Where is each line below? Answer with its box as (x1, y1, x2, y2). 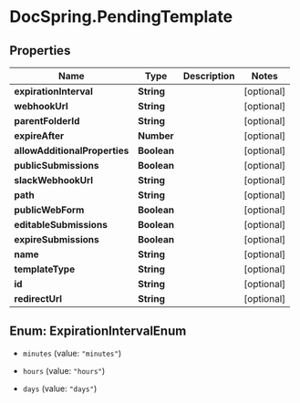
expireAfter (14, 129, 65, 142)
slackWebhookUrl (14, 174, 94, 186)
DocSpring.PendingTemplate (9, 6, 233, 27)
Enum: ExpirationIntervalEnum (9, 324, 187, 339)
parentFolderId (14, 115, 80, 127)
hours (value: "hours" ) (22, 365, 106, 376)
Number (138, 129, 175, 142)
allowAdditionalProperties (14, 144, 129, 157)
